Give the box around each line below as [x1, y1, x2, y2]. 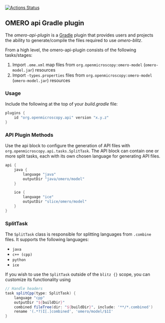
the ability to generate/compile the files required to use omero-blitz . [5, 37, 143, 43]
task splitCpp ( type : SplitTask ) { [5, 290, 76, 296]
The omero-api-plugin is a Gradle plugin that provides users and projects [5, 32, 154, 38]
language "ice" [23, 195, 54, 200]
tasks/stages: [5, 52, 33, 58]
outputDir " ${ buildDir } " [14, 300, 65, 305]
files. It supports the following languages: [5, 237, 89, 242]
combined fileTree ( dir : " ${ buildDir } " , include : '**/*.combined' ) [14, 304, 153, 310]
